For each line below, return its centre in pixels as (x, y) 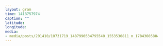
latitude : (15, 23)
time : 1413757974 (23, 14)
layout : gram (18, 9)
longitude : (16, 27)
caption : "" (17, 18)
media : (12, 32)
